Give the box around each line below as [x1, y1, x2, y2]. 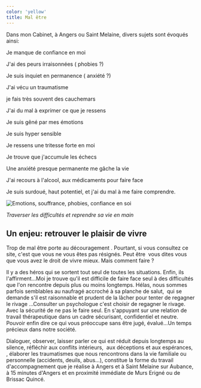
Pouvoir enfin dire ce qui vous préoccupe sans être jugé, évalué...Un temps [6, 320, 192, 327]
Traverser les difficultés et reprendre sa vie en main [6, 211, 134, 219]
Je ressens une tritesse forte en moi [6, 141, 95, 148]
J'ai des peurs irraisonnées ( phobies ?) [6, 60, 104, 68]
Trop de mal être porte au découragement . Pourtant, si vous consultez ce [6, 244, 188, 251]
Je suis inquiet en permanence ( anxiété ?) [6, 72, 111, 79]
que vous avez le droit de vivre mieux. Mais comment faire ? [6, 257, 154, 264]
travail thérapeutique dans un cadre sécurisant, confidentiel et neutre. [6, 313, 178, 320]
